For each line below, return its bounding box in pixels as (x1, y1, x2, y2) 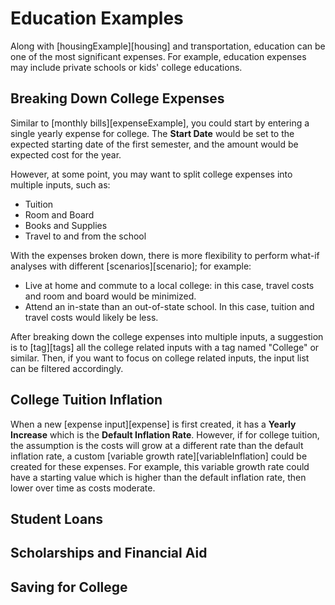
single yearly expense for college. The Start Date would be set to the (10, 127, 295, 139)
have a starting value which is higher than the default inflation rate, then (10, 471, 307, 483)
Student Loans (10, 510, 103, 527)
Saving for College (10, 578, 128, 596)
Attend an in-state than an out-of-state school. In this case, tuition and (24, 300, 315, 312)
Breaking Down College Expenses (10, 90, 225, 107)
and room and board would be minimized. (24, 290, 197, 302)
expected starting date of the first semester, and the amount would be (10, 138, 299, 150)
